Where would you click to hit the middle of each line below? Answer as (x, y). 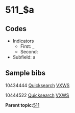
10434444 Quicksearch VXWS (37, 85)
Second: (29, 52)
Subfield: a (24, 57)
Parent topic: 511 (22, 105)
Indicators (23, 41)
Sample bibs (26, 73)
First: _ (27, 46)
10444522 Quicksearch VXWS (37, 95)
